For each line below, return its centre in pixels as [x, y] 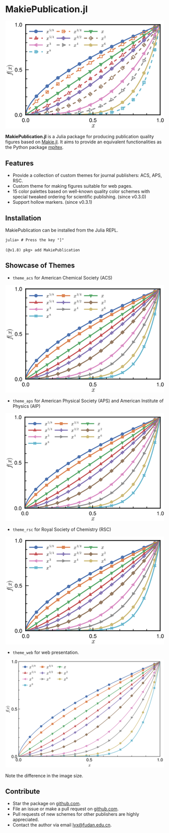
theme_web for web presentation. [46, 652]
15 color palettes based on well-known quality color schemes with [81, 191]
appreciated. [26, 820]
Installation [23, 218]
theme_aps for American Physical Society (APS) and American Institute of [88, 401]
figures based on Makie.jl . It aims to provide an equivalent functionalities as [83, 142]
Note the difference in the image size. [44, 775]
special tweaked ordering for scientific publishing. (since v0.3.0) [79, 197]
